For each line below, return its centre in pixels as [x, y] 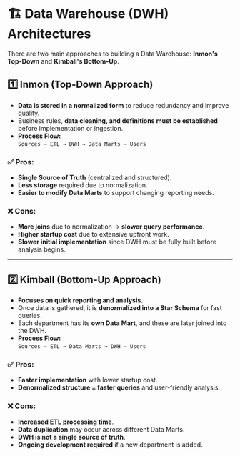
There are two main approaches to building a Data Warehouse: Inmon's [112, 54]
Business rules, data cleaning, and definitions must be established [117, 120]
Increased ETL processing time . [66, 422]
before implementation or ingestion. [70, 128]
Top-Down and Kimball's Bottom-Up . [63, 61]
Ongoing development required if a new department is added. [110, 445]
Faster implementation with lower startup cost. [87, 380]
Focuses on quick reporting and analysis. [80, 300]
